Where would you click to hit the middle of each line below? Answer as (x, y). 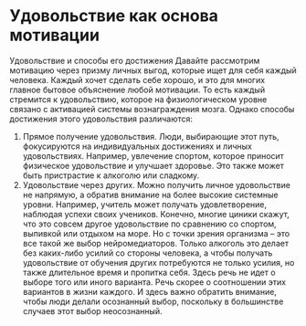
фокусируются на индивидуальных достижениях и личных (137, 146)
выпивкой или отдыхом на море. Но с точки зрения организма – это (156, 233)
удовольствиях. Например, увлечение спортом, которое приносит (153, 155)
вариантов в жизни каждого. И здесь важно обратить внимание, (149, 291)
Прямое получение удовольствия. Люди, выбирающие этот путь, (151, 136)
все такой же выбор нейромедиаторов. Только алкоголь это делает (156, 243)
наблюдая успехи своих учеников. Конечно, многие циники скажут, (156, 214)
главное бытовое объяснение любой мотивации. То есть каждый (137, 89)
